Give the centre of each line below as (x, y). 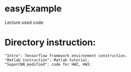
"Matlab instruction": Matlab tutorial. (47, 60)
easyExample (33, 9)
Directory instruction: (50, 42)
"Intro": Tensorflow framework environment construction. (66, 56)
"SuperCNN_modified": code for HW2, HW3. (48, 64)
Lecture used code (24, 22)
